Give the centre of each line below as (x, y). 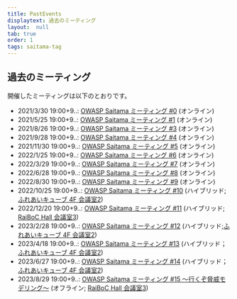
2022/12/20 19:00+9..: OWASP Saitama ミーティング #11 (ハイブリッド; (121, 208)
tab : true (22, 34)
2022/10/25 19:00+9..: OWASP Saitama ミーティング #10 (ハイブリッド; (122, 190)
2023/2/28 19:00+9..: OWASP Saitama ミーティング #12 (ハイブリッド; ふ (124, 226)
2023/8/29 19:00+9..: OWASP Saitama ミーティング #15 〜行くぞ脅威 (118, 279)
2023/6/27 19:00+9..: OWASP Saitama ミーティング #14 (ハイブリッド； (123, 261)
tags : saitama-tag (34, 47)
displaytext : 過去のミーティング (52, 21)
